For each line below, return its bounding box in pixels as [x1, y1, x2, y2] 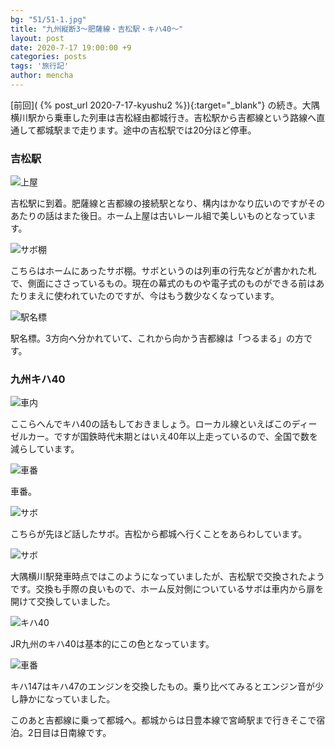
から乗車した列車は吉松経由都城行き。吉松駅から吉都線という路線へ [36, 111, 317, 123]
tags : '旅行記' [10, 61, 69, 71]
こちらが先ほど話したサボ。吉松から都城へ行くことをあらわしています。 [10, 528, 308, 540]
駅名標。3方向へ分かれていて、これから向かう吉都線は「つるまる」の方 [10, 332, 305, 345]
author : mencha [10, 71, 74, 81]
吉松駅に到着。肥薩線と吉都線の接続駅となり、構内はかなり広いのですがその [10, 197, 326, 210]
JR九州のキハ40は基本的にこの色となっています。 [10, 638, 215, 650]
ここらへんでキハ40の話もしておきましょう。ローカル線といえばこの [10, 418, 292, 430]
